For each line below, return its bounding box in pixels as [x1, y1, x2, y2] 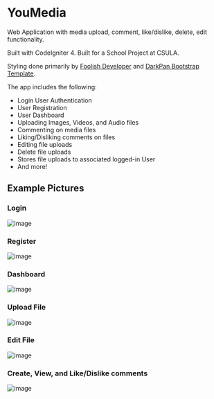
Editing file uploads [17, 140, 73, 148]
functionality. [7, 35, 45, 43]
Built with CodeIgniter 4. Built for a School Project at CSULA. [7, 48, 179, 57]
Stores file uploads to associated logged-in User [17, 154, 156, 163]
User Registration [17, 103, 67, 112]
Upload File [7, 303, 46, 312]
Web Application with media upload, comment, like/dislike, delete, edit [7, 28, 208, 36]
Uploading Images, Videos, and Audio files [17, 118, 139, 126]
